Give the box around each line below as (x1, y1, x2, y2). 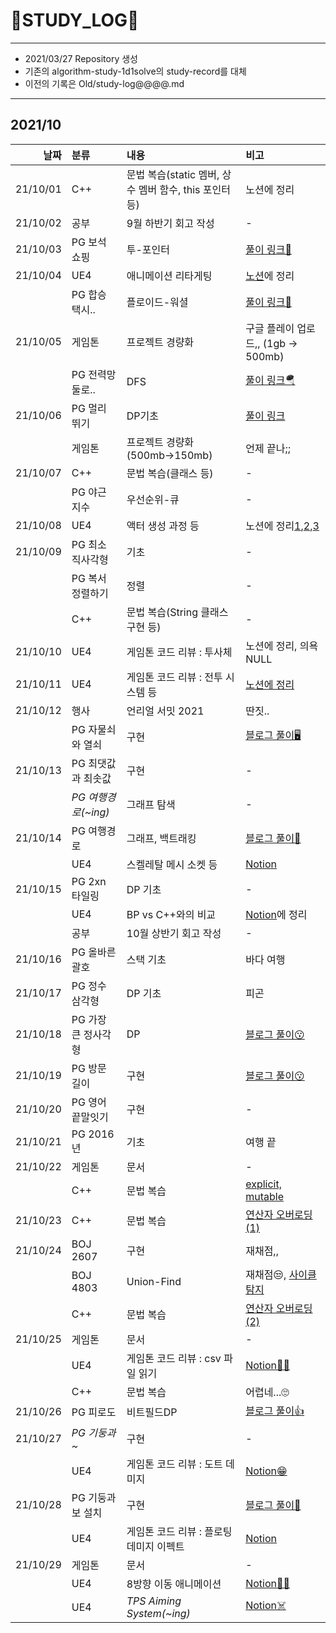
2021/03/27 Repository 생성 (24, 52, 138, 64)
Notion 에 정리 (245, 907, 308, 921)
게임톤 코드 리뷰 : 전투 (126, 670, 223, 684)
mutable (245, 1189, 284, 1203)
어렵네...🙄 (245, 1385, 290, 1399)
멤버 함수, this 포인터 (138, 182, 232, 196)
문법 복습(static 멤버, (126, 167, 220, 181)
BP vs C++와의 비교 (126, 907, 217, 921)
